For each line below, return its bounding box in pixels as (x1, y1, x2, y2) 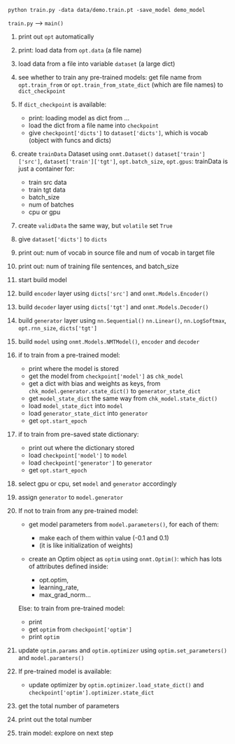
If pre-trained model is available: (17, 667, 112, 675)
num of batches (28, 200, 74, 209)
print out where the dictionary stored (28, 444, 135, 451)
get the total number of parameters (17, 702, 120, 710)
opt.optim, (38, 576, 69, 584)
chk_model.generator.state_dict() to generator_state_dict (28, 387, 201, 395)
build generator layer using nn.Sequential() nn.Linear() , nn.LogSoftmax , (17, 316, 227, 325)
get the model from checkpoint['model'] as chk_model (28, 372, 184, 380)
